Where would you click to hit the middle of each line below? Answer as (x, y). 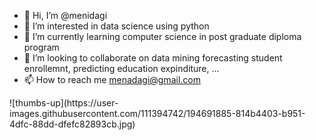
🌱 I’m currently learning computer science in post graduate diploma (162, 36)
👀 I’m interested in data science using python (116, 26)
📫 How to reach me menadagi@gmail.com (112, 79)
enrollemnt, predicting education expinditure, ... (121, 68)
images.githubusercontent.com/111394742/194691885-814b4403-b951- (157, 113)
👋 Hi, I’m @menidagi (65, 15)
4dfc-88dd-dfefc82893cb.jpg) (72, 124)
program (41, 47)
